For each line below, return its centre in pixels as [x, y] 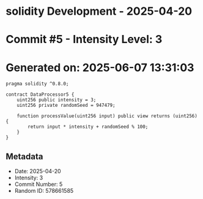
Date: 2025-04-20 [38, 171]
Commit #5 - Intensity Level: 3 [84, 40]
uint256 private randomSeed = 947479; [66, 106]
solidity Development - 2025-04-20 [99, 11]
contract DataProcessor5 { [40, 95]
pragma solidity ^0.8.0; [37, 84]
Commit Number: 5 [39, 184]
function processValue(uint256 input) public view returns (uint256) [107, 116]
